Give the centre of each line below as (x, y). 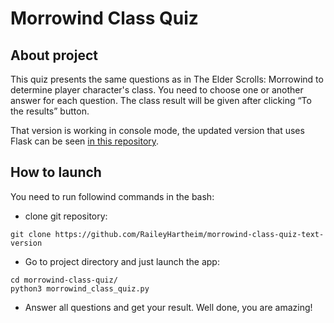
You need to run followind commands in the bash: (112, 196)
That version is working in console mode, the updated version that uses (157, 130)
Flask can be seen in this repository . (85, 141)
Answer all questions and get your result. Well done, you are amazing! (168, 307)
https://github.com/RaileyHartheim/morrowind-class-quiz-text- (189, 234)
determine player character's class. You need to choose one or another (157, 90)
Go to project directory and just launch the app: (122, 261)
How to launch (56, 172)
